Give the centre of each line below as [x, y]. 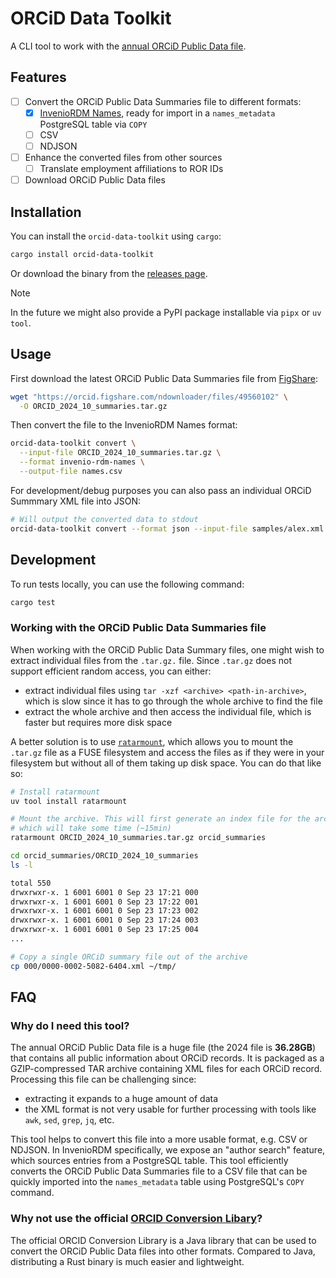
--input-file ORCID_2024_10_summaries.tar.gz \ [120, 453]
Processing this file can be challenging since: [103, 1079]
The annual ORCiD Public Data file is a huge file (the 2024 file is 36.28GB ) [163, 1048]
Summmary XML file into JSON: [76, 501]
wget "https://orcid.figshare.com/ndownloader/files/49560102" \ [149, 397]
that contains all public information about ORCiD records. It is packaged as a [167, 1058]
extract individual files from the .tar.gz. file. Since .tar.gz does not [151, 660]
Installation [46, 212]
